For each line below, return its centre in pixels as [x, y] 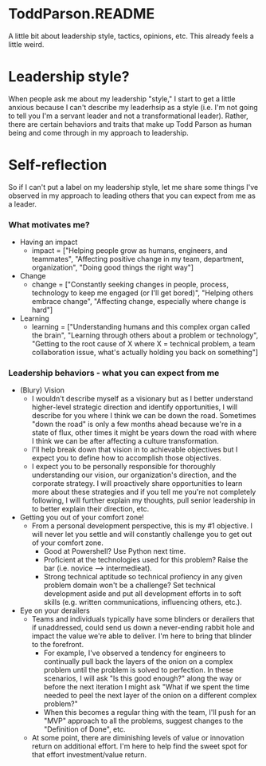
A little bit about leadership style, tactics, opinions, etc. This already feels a [131, 36]
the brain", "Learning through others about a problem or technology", [145, 335]
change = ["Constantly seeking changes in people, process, [130, 285]
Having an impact [49, 242]
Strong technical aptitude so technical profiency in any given [143, 577]
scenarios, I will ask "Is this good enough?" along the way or [143, 678]
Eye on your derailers [55, 610]
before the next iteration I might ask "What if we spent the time [147, 687]
